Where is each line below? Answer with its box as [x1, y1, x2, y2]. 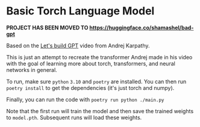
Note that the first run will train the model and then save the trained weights [6, 107, 194, 114]
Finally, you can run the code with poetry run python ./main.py [6, 96, 164, 103]
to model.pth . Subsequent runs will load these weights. [6, 114, 142, 121]
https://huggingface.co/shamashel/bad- [89, 24, 194, 31]
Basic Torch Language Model [6, 4, 155, 18]
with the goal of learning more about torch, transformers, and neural [6, 60, 176, 67]
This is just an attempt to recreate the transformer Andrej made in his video [6, 53, 193, 61]
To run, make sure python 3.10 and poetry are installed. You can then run [6, 78, 187, 85]
